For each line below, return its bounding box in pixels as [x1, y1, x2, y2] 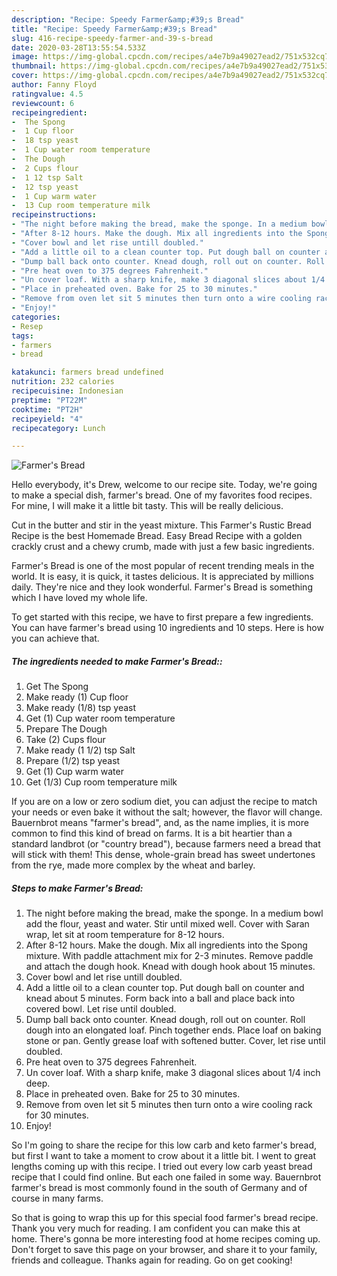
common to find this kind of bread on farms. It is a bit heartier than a [11, 827, 293, 840]
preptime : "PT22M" [11, 395, 88, 405]
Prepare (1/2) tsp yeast [25, 755, 121, 767]
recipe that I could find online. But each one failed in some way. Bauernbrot [11, 1171, 322, 1183]
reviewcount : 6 [11, 98, 75, 108]
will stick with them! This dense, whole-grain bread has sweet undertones [11, 849, 316, 861]
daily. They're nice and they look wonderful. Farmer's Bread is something [11, 581, 313, 593]
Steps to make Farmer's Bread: [11, 882, 144, 894]
